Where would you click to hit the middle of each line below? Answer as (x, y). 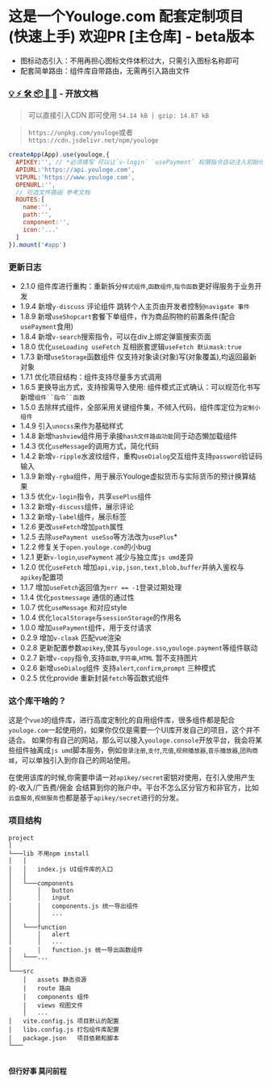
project (21, 838)
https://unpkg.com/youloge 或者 (80, 132)
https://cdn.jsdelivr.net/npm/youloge (93, 141)
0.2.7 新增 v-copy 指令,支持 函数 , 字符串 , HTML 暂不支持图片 (109, 658)
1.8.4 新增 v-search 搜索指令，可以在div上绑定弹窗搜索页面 (115, 337)
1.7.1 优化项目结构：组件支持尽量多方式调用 (91, 377)
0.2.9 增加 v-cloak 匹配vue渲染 (71, 638)
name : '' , (38, 207)
